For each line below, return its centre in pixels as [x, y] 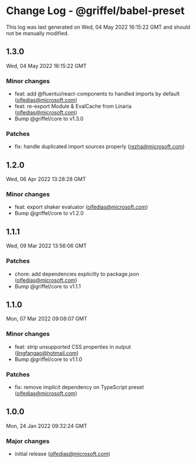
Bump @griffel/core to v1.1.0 [48, 359]
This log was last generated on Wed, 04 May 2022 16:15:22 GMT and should [98, 27]
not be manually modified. [37, 33]
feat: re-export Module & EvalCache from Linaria [73, 106]
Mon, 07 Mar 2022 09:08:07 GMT [47, 319]
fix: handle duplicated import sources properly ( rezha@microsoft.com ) [99, 147]
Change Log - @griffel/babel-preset [95, 11]
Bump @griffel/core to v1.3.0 [49, 119]
